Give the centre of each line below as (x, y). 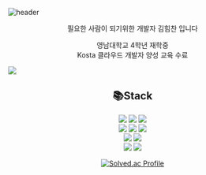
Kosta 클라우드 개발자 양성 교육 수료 (133, 55)
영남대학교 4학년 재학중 (133, 45)
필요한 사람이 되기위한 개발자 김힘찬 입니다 (133, 28)
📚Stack (133, 96)
